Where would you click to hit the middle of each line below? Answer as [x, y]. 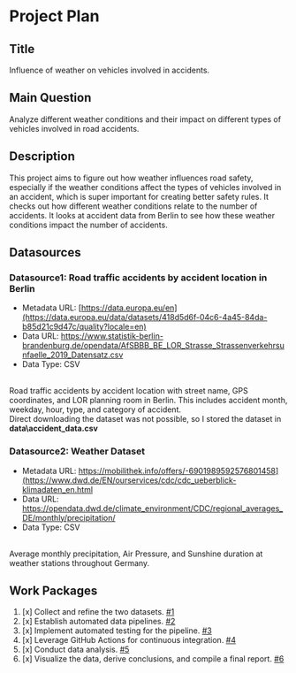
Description [42, 157]
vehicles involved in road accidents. [74, 128]
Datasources [45, 252]
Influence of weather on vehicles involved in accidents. [110, 70]
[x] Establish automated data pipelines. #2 [99, 622]
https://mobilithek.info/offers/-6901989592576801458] [178, 470]
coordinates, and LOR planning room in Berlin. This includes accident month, [148, 401]
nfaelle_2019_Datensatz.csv [72, 355]
